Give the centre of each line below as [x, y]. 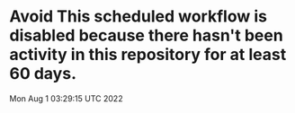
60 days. [43, 74]
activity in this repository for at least [148, 55]
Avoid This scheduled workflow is [139, 17]
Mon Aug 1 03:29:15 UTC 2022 [66, 98]
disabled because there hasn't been [146, 35]
